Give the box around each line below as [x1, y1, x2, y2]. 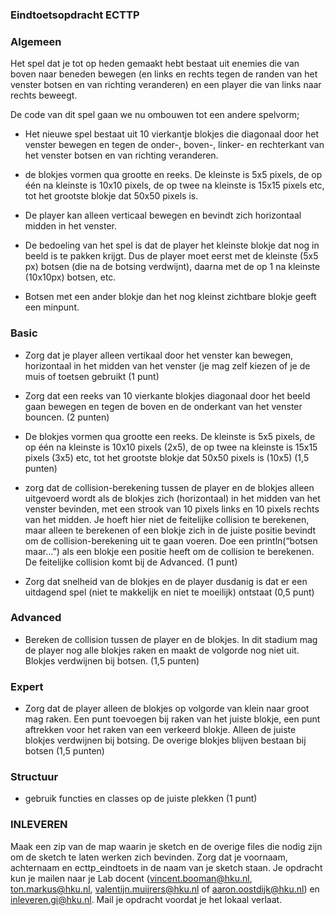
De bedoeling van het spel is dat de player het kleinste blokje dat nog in [24, 239, 320, 252]
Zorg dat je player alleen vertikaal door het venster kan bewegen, [24, 349, 294, 361]
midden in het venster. [24, 220, 117, 232]
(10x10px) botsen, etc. [24, 271, 117, 283]
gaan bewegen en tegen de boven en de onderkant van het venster [24, 400, 303, 412]
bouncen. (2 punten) [24, 411, 110, 423]
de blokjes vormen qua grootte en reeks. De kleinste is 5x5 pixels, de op [24, 169, 323, 181]
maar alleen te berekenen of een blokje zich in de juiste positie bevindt [24, 524, 317, 536]
